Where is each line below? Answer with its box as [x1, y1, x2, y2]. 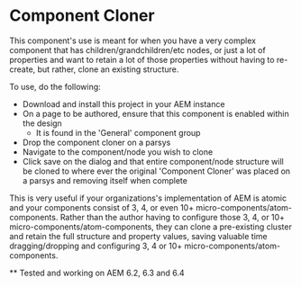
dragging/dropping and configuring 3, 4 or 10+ [9, 240, 183, 251]
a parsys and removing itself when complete [22, 175, 187, 185]
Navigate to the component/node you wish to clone [22, 146, 214, 157]
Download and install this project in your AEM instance [22, 98, 225, 109]
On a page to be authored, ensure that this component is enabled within [22, 108, 290, 119]
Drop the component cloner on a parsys [22, 137, 171, 148]
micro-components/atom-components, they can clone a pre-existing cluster [9, 221, 293, 232]
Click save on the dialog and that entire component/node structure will [22, 156, 284, 166]
